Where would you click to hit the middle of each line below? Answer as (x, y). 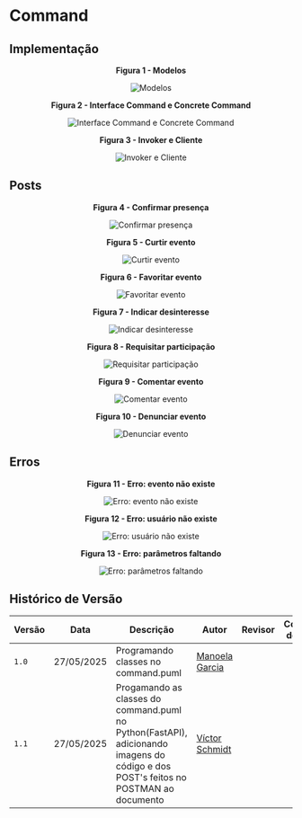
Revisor (258, 630)
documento (140, 800)
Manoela (215, 656)
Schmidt (214, 750)
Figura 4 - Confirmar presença (151, 207)
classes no (138, 662)
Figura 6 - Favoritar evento (151, 277)
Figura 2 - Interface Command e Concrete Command (151, 105)
